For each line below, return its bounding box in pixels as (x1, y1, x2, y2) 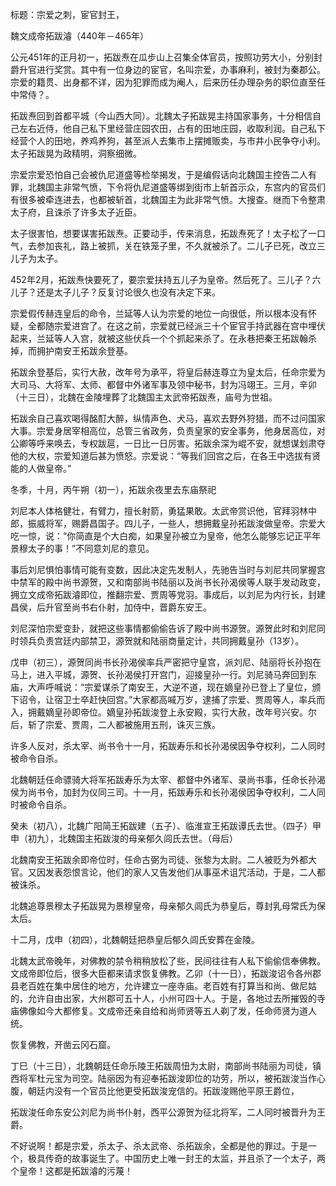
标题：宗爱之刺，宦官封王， (10, 9, 125, 20)
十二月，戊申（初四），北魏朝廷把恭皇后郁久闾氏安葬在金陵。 (10, 934, 260, 945)
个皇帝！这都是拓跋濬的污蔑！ (10, 1165, 133, 1177)
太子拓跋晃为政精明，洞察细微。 (10, 148, 142, 159)
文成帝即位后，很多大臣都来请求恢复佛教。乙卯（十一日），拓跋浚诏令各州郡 (10, 968, 322, 979)
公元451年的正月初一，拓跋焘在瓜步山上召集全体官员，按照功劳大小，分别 (10, 51, 315, 63)
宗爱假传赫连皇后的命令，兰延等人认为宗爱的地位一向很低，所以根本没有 (10, 308, 308, 319)
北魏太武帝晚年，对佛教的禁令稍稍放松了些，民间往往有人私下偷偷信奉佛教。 (10, 955, 326, 967)
